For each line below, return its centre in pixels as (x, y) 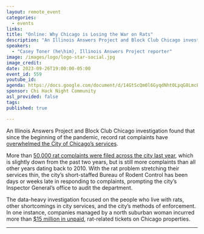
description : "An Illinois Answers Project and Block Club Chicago (93, 40)
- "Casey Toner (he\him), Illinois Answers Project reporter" (92, 52)
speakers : (19, 46)
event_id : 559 (24, 74)
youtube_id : (21, 80)
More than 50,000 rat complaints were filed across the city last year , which (100, 155)
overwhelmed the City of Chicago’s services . (62, 143)
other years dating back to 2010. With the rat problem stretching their (93, 168)
